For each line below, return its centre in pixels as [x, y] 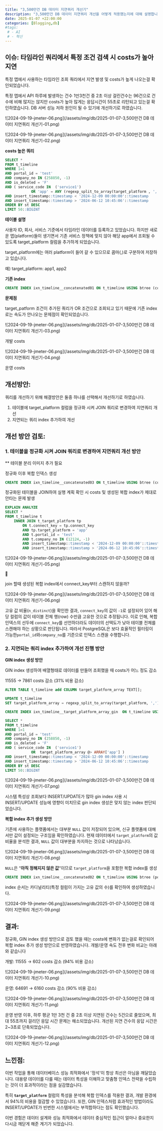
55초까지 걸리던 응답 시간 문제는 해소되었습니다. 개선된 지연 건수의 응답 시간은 [84, 1021]
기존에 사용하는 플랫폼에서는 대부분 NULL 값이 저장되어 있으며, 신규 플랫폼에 [76, 829]
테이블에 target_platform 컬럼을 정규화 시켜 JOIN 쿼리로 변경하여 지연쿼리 [82, 407]
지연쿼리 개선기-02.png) [37, 140]
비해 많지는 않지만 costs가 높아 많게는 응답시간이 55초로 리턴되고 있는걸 [82, 101]
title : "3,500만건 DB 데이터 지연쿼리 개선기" [47, 9]
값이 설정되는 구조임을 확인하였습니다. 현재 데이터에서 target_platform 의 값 [86, 835]
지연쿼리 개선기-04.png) [37, 358]
